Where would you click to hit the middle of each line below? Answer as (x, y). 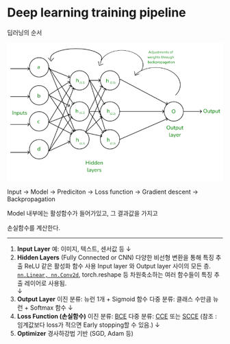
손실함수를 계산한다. (34, 228)
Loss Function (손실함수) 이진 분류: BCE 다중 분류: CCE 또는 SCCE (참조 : (117, 317)
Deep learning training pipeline (97, 13)
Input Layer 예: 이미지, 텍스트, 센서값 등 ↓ (74, 249)
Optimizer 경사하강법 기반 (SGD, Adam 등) (75, 334)
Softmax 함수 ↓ (51, 308)
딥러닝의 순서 (25, 32)
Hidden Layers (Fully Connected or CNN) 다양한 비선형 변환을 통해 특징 (115, 257)
